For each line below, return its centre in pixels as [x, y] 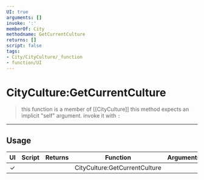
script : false [24, 46]
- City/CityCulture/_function [45, 57]
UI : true [17, 12]
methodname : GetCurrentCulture [46, 35]
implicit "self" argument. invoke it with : [71, 116]
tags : [13, 52]
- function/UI [24, 62]
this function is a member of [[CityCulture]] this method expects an [105, 109]
